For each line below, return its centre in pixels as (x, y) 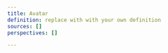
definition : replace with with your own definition (84, 20)
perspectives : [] (33, 33)
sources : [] (24, 26)
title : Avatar (28, 13)
